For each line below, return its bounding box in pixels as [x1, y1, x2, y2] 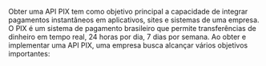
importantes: [8, 49, 50, 58]
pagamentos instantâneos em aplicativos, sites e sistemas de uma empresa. [8, 15, 260, 25]
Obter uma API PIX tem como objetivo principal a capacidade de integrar [8, 7, 248, 16]
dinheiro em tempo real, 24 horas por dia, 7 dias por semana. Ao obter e [8, 32, 247, 41]
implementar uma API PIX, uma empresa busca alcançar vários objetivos [8, 41, 248, 50]
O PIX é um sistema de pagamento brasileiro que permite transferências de [8, 24, 256, 33]
